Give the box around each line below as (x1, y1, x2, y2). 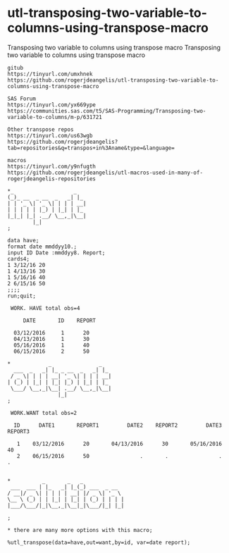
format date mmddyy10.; (7, 243, 78, 250)
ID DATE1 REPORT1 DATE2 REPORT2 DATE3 (13, 421, 222, 429)
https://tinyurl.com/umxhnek (7, 70, 93, 77)
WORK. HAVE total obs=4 (10, 304, 80, 311)
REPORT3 (7, 428, 30, 435)
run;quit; (7, 292, 37, 299)
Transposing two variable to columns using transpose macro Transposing (7, 43, 221, 51)
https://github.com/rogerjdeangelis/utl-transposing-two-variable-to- (7, 76, 219, 84)
